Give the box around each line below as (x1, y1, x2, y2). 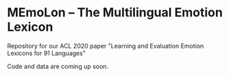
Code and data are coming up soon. (7, 62, 108, 70)
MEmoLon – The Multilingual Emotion (7, 5, 223, 20)
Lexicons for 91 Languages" (7, 49, 86, 57)
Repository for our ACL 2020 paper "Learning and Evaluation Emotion (7, 42, 204, 50)
